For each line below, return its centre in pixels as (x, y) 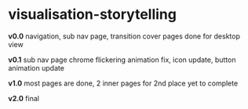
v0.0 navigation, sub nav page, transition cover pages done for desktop (124, 36)
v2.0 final (24, 98)
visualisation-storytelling (92, 15)
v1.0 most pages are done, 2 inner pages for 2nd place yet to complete (123, 83)
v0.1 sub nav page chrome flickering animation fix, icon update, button (122, 60)
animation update (36, 67)
